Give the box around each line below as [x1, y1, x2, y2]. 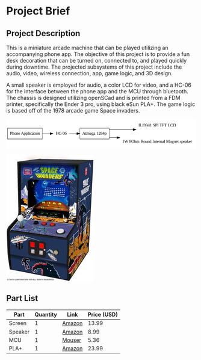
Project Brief [6, 4, 70, 18]
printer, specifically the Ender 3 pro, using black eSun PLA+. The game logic [6, 101, 196, 108]
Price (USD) [87, 311, 119, 318]
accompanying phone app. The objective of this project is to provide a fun [6, 51, 190, 58]
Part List [6, 293, 39, 303]
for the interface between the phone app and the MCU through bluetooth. [6, 88, 188, 95]
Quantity [34, 311, 57, 318]
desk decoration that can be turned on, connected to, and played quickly [6, 57, 187, 64]
